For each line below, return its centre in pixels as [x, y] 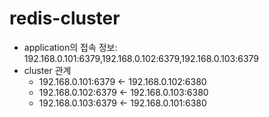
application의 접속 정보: [70, 47]
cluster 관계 [47, 70]
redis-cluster [65, 18]
